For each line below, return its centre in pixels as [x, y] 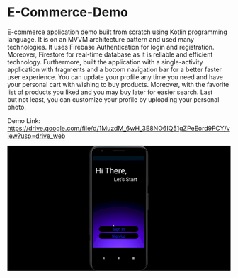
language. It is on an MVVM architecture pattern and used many [101, 39]
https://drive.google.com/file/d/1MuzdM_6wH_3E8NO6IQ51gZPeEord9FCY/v [119, 128]
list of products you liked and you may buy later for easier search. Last [110, 92]
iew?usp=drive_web [36, 136]
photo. [17, 107]
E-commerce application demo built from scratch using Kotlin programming [118, 32]
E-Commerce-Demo [68, 12]
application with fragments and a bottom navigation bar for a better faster [114, 69]
